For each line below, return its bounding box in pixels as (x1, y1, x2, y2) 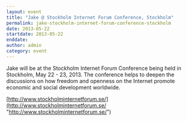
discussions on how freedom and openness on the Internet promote (6, 77, 176, 84)
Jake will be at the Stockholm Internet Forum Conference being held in (6, 64, 182, 72)
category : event (6, 48, 47, 54)
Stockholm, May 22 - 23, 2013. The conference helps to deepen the (6, 70, 175, 78)
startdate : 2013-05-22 (6, 31, 63, 37)
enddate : (6, 37, 28, 43)
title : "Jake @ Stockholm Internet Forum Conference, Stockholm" (6, 14, 174, 20)
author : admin (6, 43, 42, 49)
